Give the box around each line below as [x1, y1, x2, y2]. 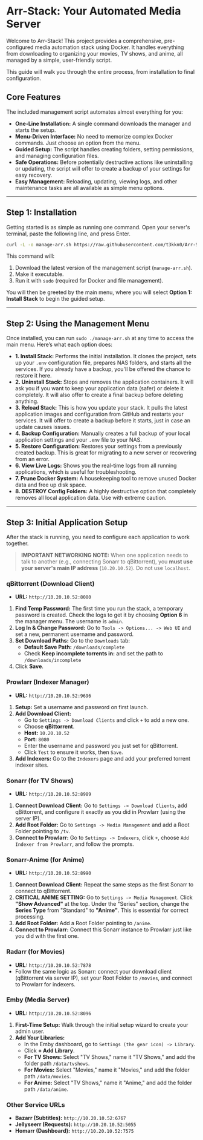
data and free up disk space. [14, 481, 86, 488]
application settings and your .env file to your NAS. [14, 436, 142, 444]
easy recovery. [14, 171, 53, 179]
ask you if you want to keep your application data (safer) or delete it [14, 385, 184, 392]
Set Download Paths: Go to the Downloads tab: [14, 637, 130, 644]
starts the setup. [14, 126, 56, 134]
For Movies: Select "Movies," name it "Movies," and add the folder [24, 1066, 190, 1073]
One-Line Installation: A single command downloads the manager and [14, 120, 192, 127]
